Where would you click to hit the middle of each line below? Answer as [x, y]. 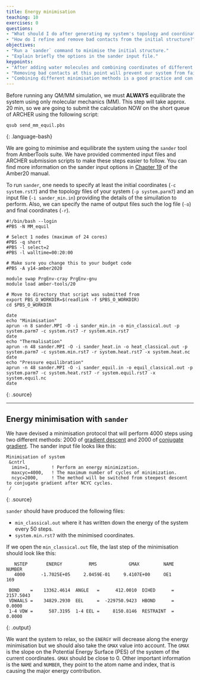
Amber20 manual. [28, 173]
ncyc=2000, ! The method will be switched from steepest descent [99, 478]
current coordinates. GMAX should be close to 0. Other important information [99, 658]
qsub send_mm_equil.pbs [36, 125]
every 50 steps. [34, 529]
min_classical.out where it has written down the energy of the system [101, 522]
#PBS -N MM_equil [28, 227]
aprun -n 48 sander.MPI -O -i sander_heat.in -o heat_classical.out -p [97, 347]
